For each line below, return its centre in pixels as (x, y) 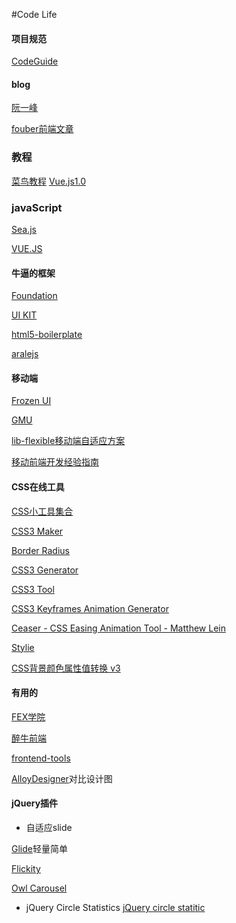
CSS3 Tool (33, 589)
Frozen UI (31, 401)
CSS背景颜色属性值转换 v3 (66, 668)
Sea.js (24, 229)
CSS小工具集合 (42, 511)
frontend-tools (41, 758)
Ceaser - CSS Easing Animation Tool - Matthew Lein (118, 628)
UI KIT (24, 315)
